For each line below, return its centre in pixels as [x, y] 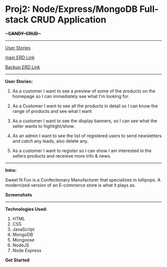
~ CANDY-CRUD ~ [23, 33]
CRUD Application [68, 20]
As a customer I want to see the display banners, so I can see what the [85, 121]
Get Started [17, 260]
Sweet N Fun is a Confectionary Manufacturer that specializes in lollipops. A [83, 179]
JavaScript [23, 229]
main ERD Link [20, 57]
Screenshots [19, 194]
